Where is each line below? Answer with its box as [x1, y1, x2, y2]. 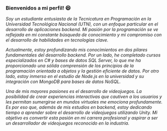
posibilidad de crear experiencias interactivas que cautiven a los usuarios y [5, 93, 162, 99]
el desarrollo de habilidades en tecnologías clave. [5, 37, 109, 43]
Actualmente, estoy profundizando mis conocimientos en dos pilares [5, 47, 148, 53]
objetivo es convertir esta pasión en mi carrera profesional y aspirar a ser [5, 115, 158, 121]
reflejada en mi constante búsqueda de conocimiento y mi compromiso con [5, 32, 162, 38]
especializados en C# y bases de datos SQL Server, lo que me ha [5, 57, 141, 63]
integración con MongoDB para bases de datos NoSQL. [5, 78, 121, 84]
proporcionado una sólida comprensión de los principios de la [5, 62, 134, 69]
